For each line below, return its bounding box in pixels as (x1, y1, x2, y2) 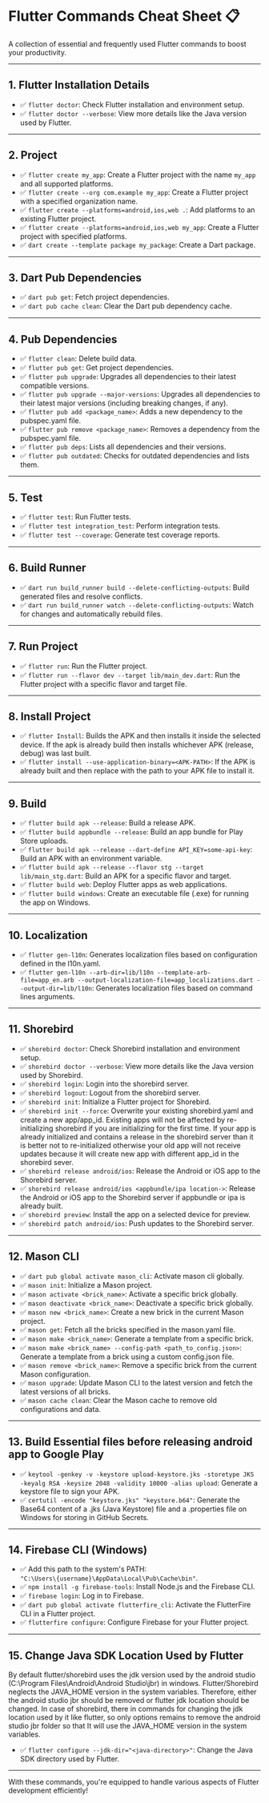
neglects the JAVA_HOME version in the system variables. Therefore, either (8, 1687, 258, 1696)
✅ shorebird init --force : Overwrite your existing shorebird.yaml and (19, 1106, 254, 1115)
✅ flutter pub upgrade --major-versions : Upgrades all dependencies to (19, 389, 261, 399)
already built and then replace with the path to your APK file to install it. (19, 766, 255, 776)
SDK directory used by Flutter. (19, 1754, 120, 1764)
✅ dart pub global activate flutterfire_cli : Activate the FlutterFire (19, 1600, 251, 1610)
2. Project (8, 148, 58, 162)
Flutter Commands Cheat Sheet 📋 (8, 7, 240, 26)
